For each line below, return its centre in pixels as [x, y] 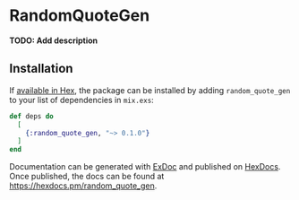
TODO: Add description [54, 40]
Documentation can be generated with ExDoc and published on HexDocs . [145, 167]
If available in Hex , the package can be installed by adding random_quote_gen [150, 90]
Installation [41, 69]
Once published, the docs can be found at [87, 177]
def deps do [31, 116]
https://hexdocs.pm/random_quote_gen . [83, 186]
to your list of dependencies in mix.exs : [81, 100]
